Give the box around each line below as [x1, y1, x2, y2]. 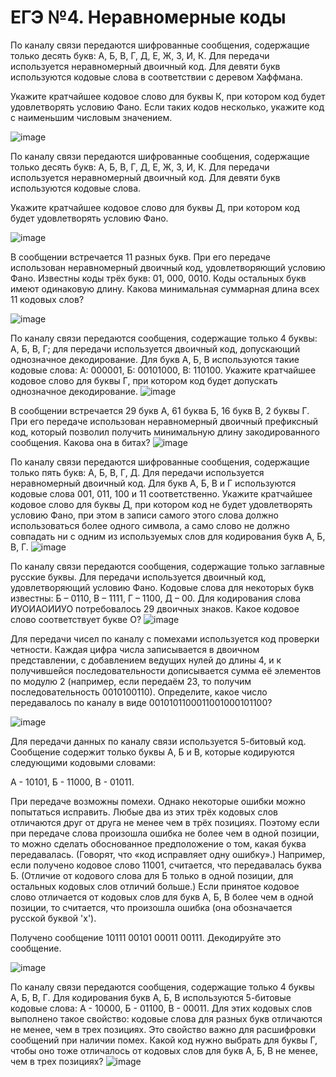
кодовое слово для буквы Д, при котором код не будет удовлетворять [10, 498, 313, 510]
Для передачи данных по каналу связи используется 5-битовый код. [10, 735, 307, 747]
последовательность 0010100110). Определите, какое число [10, 686, 268, 698]
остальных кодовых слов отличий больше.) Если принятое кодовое [10, 880, 300, 892]
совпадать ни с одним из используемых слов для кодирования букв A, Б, [10, 530, 326, 542]
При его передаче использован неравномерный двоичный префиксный [10, 415, 319, 427]
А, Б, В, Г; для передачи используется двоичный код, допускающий [10, 342, 301, 355]
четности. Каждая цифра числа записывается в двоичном [10, 643, 260, 655]
